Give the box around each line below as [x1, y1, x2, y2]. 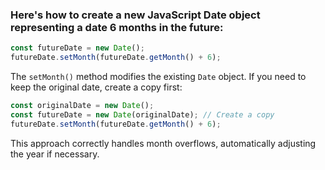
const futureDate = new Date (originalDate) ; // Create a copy [10, 109, 275, 120]
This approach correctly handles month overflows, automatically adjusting [10, 137, 317, 149]
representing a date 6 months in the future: [10, 20, 224, 34]
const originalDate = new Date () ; [10, 101, 155, 111]
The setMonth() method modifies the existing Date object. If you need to [10, 71, 307, 83]
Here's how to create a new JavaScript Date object [10, 8, 261, 22]
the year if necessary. [10, 148, 100, 160]
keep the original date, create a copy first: [10, 81, 183, 93]
